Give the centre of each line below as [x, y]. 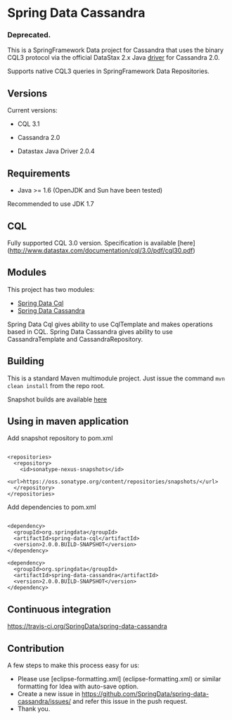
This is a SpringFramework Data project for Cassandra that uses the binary [115, 50]
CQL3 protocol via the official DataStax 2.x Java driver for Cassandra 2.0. [114, 58]
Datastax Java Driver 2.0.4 [56, 151]
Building [26, 361]
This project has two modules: [51, 289]
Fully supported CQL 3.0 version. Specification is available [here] [101, 243]
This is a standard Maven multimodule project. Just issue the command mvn [116, 378]
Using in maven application [68, 421]
